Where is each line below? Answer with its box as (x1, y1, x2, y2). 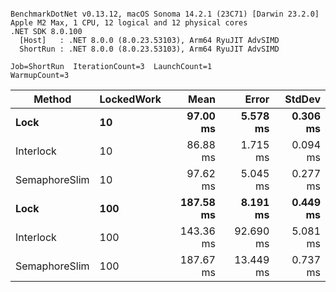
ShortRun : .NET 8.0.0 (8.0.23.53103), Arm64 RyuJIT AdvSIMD (19, 44, 280, 54)
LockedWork (99, 92, 162, 106)
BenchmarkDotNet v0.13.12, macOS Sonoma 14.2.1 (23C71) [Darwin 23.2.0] (10, 9, 320, 19)
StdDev (284, 92, 321, 106)
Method (33, 92, 72, 106)
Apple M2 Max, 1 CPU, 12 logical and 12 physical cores (10, 18, 248, 28)
